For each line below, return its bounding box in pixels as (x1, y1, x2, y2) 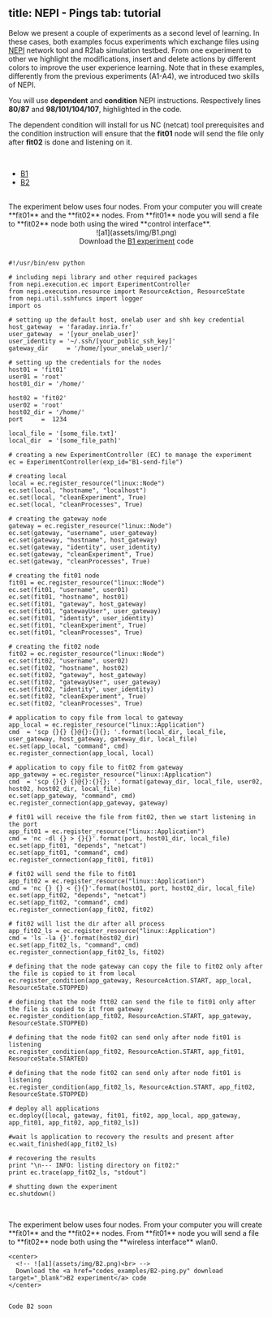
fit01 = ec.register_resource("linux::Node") (8, 578, 165, 587)
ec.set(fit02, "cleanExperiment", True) (8, 692, 148, 701)
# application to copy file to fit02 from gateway (8, 763, 183, 771)
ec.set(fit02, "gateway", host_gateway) (8, 671, 148, 679)
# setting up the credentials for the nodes (8, 358, 162, 366)
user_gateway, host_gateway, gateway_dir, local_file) (8, 735, 198, 743)
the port (8, 820, 38, 828)
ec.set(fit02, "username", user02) (8, 657, 129, 665)
